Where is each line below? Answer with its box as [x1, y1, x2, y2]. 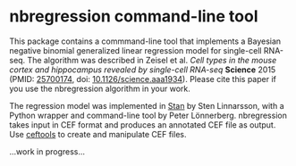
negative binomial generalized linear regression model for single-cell [9, 45, 262, 55]
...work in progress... [9, 145, 86, 157]
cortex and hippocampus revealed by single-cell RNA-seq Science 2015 [9, 64, 276, 75]
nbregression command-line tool [9, 6, 258, 27]
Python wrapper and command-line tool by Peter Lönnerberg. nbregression [9, 110, 288, 120]
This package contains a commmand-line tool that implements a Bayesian [9, 36, 282, 46]
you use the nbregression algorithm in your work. [9, 83, 190, 94]
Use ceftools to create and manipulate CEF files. [9, 129, 187, 139]
